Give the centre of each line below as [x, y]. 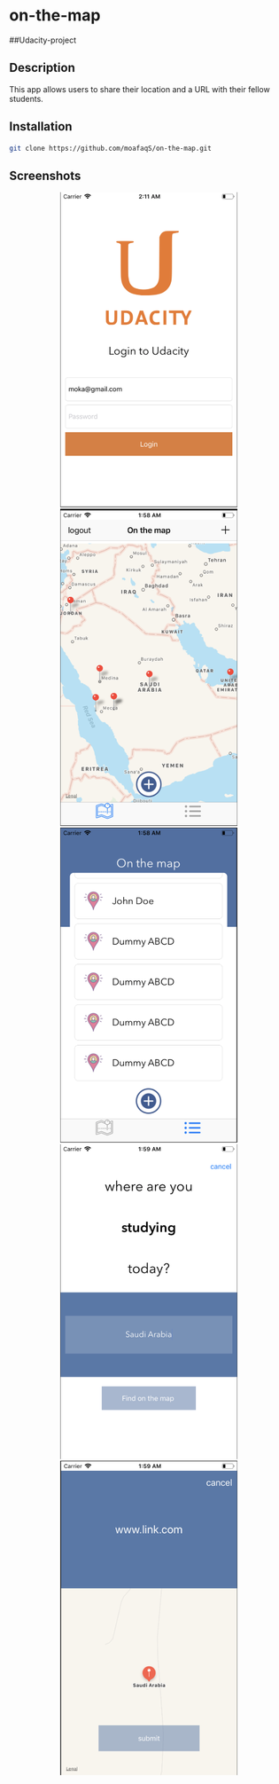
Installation [41, 126]
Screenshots [45, 175]
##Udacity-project [43, 40]
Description [42, 68]
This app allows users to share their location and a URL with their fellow [139, 89]
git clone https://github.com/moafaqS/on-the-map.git [111, 148]
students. [27, 98]
